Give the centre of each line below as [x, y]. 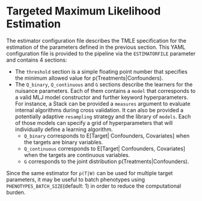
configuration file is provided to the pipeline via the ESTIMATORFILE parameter [101, 53]
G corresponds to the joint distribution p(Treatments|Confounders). [106, 161]
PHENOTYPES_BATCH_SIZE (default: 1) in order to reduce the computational [94, 186]
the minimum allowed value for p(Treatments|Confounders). [89, 78]
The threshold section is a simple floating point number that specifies [101, 71]
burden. [16, 192]
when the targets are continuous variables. [77, 155]
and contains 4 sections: [37, 60]
